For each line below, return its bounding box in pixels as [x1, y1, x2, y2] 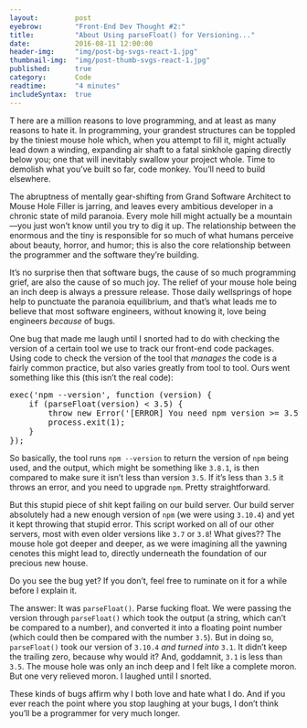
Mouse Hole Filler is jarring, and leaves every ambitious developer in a [9, 200, 274, 211]
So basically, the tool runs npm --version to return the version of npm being [9, 452, 290, 463]
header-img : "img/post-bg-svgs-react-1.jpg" [9, 47, 198, 57]
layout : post [9, 13, 92, 23]
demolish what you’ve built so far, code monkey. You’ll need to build [9, 164, 266, 174]
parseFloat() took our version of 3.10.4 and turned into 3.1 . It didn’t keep [9, 641, 288, 652]
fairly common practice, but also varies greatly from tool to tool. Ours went [9, 362, 291, 373]
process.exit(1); [48, 417, 126, 427]
